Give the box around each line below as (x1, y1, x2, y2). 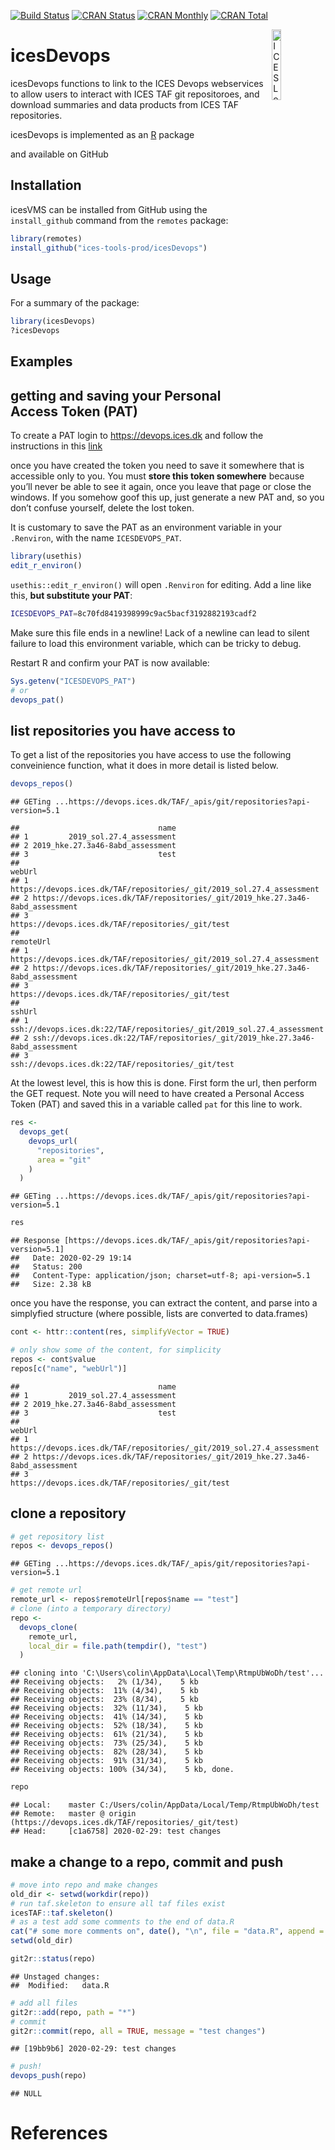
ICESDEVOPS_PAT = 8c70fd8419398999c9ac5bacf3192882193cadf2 (10, 609, 257, 619)
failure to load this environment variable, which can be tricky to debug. (10, 637, 302, 649)
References (10, 2122, 108, 2145)
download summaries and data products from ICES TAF (10, 98, 240, 110)
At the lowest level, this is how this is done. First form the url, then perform (10, 1077, 317, 1089)
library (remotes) (10, 233, 83, 244)
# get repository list (10, 1531, 105, 1542)
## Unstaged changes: (10, 1971, 101, 1982)
